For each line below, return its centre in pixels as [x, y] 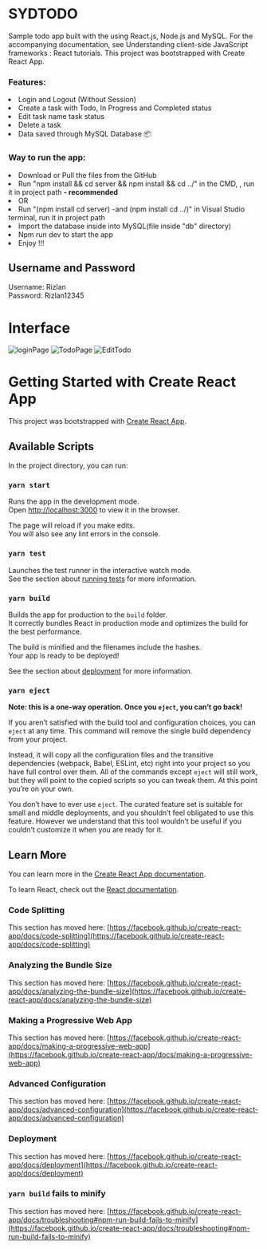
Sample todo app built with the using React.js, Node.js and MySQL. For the [131, 36]
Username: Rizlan [37, 287]
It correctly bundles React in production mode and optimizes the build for [128, 623]
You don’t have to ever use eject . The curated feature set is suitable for [126, 804]
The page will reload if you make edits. [72, 526]
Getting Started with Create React [122, 382]
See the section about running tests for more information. [102, 579]
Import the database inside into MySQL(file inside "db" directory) [125, 226]
